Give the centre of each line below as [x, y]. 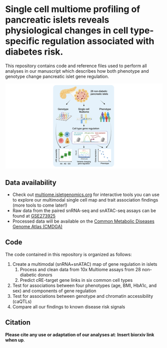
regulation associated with [98, 41]
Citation [18, 323]
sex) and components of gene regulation [54, 291]
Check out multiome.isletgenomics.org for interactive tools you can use [86, 195]
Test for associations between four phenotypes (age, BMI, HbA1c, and [84, 285]
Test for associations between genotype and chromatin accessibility [83, 296]
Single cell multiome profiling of [73, 9]
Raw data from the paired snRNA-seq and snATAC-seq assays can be [84, 210]
